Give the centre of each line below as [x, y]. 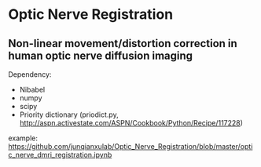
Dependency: [30, 74]
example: [23, 138]
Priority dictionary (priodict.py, [69, 114]
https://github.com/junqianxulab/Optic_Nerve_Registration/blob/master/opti [130, 146]
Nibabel [32, 89]
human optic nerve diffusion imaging [101, 55]
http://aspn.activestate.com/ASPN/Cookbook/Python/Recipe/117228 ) [131, 123]
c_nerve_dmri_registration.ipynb [60, 155]
